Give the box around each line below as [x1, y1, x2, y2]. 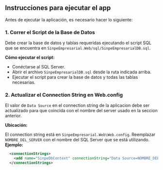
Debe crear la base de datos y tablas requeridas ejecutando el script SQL [5, 40, 152, 46]
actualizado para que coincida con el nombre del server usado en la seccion [5, 108, 158, 114]
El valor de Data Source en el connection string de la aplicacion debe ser [5, 102, 150, 108]
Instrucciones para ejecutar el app [5, 4, 111, 12]
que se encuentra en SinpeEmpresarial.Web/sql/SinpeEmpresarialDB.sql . [5, 45, 151, 51]
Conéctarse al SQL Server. [12, 64, 65, 70]
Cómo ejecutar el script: [5, 54, 55, 60]
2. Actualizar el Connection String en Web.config [5, 92, 123, 99]
